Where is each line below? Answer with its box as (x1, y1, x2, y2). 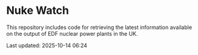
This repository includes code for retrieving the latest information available (6, 24, 193, 31)
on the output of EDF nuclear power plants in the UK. (6, 30, 138, 37)
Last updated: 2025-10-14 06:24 (6, 42, 88, 49)
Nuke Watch (6, 4, 70, 18)
